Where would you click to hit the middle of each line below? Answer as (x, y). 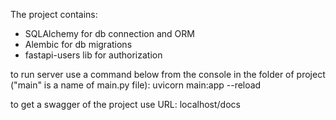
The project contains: (54, 14)
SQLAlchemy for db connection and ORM (109, 33)
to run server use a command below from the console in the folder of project (168, 74)
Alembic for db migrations (78, 44)
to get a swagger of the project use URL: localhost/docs (125, 104)
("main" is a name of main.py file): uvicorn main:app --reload (136, 85)
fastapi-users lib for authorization (93, 55)
